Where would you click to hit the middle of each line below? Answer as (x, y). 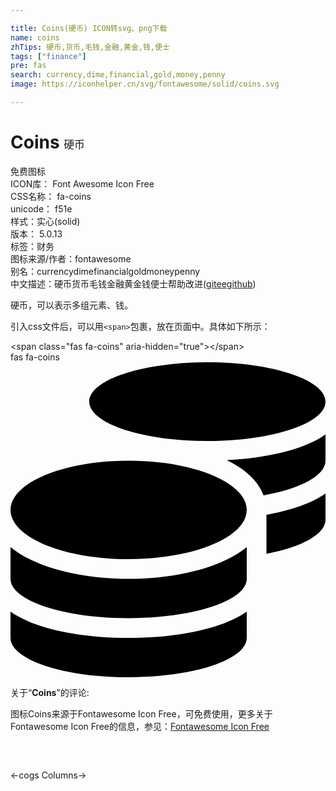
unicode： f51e (41, 208)
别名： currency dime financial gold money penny (105, 271)
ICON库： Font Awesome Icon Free (82, 183)
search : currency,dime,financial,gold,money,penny (118, 75)
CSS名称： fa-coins (51, 196)
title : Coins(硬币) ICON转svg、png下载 (89, 28)
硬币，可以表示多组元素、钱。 (71, 305)
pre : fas (28, 66)
